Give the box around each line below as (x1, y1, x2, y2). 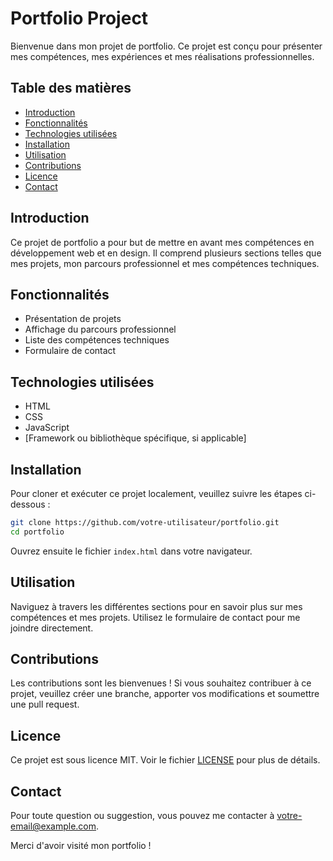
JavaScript (24, 422, 70, 434)
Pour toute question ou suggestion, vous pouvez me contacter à (10, 810, 275, 821)
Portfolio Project (10, 7, 149, 30)
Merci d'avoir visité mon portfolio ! (10, 840, 152, 851)
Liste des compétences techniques (24, 334, 170, 346)
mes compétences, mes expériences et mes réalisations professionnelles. (10, 50, 315, 62)
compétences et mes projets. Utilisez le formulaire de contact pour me (10, 611, 301, 623)
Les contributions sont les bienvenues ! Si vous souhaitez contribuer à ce (10, 677, 312, 689)
